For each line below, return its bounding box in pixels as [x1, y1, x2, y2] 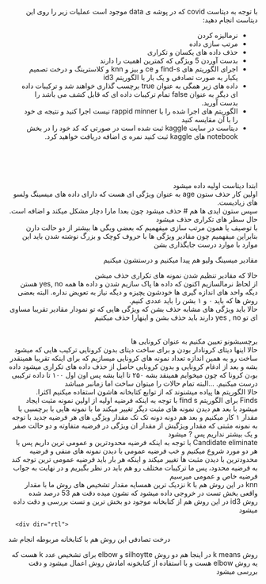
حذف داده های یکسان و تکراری [147, 48, 238, 56]
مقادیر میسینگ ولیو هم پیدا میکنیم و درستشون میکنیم [102, 255, 258, 264]
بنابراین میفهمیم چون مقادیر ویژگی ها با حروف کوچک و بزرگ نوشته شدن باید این [21, 232, 258, 240]
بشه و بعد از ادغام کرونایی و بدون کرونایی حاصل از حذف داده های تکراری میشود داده [9, 362, 258, 371]
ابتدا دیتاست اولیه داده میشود [173, 181, 258, 190]
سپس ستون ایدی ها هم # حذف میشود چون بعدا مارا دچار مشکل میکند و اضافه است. [9, 206, 258, 215]
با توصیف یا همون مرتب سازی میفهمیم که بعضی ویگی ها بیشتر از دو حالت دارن [25, 223, 258, 232]
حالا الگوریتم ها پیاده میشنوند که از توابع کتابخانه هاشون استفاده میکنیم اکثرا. [35, 387, 258, 396]
